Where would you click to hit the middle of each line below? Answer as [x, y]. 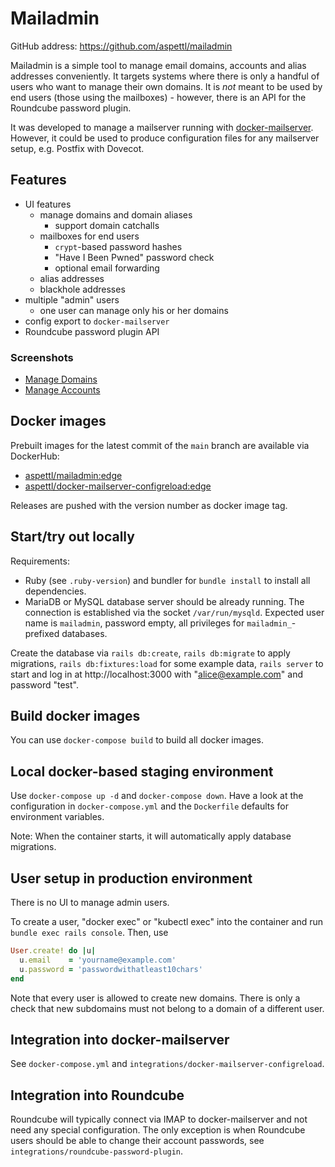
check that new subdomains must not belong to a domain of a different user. [167, 1008]
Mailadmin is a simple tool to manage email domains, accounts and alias [158, 65]
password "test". [44, 684]
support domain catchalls [107, 225]
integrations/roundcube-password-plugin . [97, 1151]
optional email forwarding [107, 268]
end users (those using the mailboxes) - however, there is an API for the [158, 97]
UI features [48, 204]
